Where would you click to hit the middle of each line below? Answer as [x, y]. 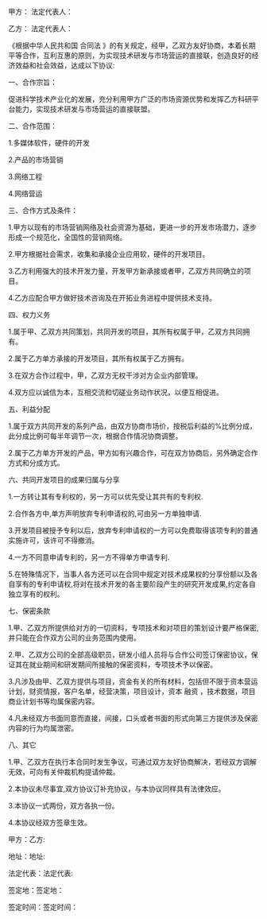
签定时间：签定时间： [43, 907]
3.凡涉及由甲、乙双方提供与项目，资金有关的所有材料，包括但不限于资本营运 [133, 681]
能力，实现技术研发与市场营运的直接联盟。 [85, 109]
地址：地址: [27, 856]
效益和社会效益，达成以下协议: [65, 65]
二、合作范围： [33, 126]
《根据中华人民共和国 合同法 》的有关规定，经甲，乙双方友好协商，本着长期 [132, 45]
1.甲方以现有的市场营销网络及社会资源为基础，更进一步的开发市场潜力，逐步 [132, 227]
